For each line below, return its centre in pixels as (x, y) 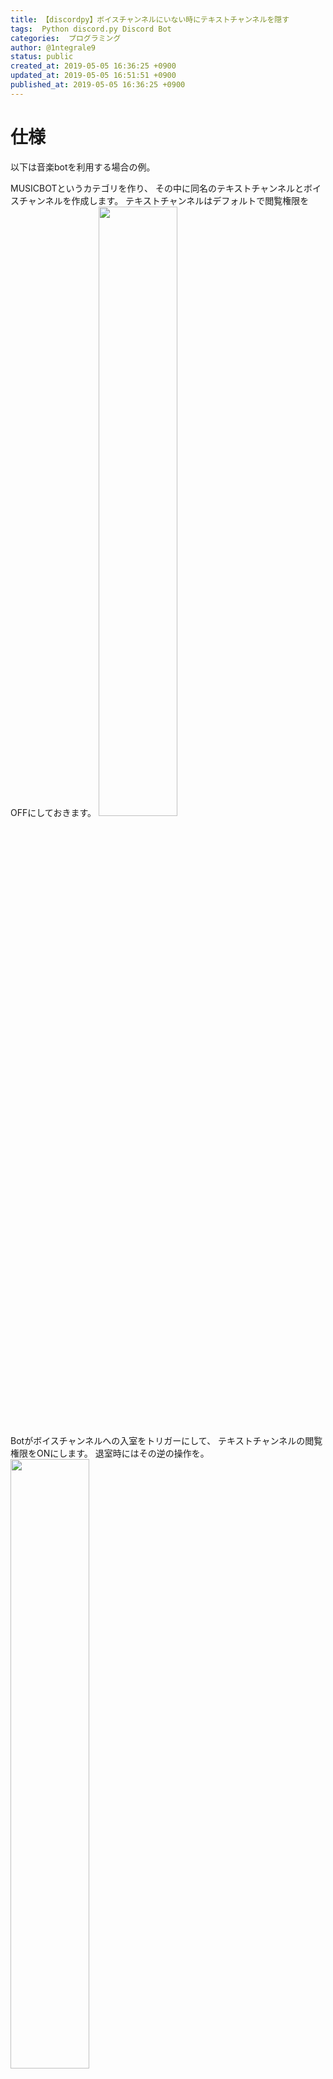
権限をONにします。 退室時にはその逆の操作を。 (110, 1453)
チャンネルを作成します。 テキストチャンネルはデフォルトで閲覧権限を (164, 200)
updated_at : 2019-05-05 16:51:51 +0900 (93, 76)
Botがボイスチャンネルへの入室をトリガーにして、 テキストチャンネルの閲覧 (166, 1440)
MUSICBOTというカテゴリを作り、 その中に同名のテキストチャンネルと (157, 188)
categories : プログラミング (66, 38)
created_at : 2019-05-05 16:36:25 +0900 (93, 66)
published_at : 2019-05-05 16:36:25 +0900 (98, 85)
